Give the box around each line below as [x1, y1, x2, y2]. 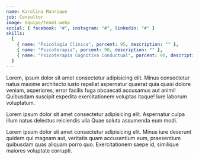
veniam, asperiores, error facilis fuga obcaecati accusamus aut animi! [6, 87, 176, 94]
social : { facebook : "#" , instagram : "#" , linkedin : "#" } [6, 25, 155, 31]
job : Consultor [6, 14, 44, 20]
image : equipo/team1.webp [6, 19, 70, 25]
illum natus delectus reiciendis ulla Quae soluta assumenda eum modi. [6, 117, 178, 124]
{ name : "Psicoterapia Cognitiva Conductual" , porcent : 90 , [17, 52, 168, 58]
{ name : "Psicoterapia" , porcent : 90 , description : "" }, [17, 47, 163, 53]
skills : [6, 31, 25, 37]
